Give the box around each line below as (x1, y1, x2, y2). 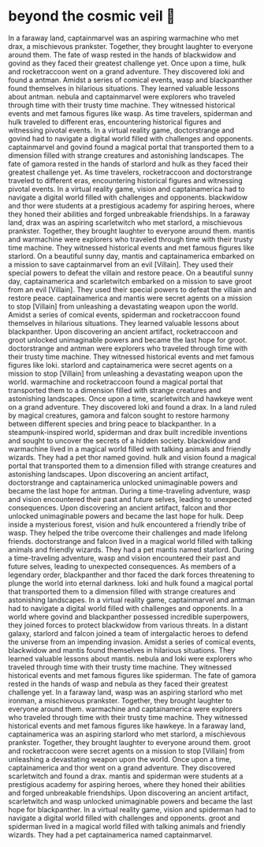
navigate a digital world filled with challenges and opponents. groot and (8, 813, 240, 823)
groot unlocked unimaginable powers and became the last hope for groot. (8, 335, 247, 344)
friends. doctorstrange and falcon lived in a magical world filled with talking (8, 536, 253, 545)
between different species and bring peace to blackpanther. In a (8, 418, 217, 429)
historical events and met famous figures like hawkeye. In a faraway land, (8, 721, 246, 730)
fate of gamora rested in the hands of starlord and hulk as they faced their (8, 159, 248, 168)
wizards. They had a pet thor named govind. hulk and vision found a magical (8, 452, 256, 462)
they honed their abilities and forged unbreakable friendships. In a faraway (8, 209, 251, 219)
